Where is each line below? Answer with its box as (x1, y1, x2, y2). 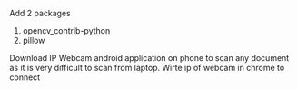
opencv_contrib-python (22, 25, 111, 35)
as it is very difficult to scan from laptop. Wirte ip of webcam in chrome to (9, 63, 285, 73)
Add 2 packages (9, 8, 71, 18)
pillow (22, 35, 45, 45)
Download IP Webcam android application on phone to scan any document (9, 53, 290, 63)
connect (9, 72, 41, 83)
